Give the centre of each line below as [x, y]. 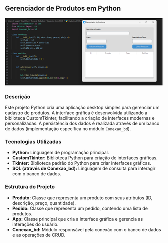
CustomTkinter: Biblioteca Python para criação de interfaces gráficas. [85, 158]
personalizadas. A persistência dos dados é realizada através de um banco [82, 124]
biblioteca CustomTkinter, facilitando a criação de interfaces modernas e [80, 118]
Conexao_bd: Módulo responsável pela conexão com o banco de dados [87, 229]
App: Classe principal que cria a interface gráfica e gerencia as [78, 219]
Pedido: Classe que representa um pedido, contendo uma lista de [80, 208]
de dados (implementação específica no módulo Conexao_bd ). [68, 129]
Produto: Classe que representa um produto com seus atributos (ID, [82, 198]
